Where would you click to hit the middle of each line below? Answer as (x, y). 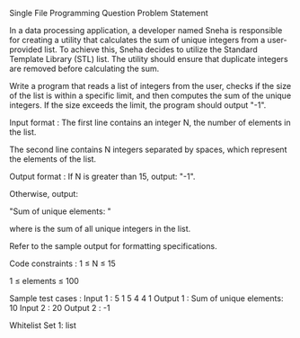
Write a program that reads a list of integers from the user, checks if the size (150, 86)
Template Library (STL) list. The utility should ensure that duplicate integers (149, 59)
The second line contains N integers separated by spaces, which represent (148, 149)
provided (26, 49)
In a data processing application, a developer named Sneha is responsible (146, 30)
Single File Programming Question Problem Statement (109, 13)
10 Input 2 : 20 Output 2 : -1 (60, 308)
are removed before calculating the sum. (84, 68)
